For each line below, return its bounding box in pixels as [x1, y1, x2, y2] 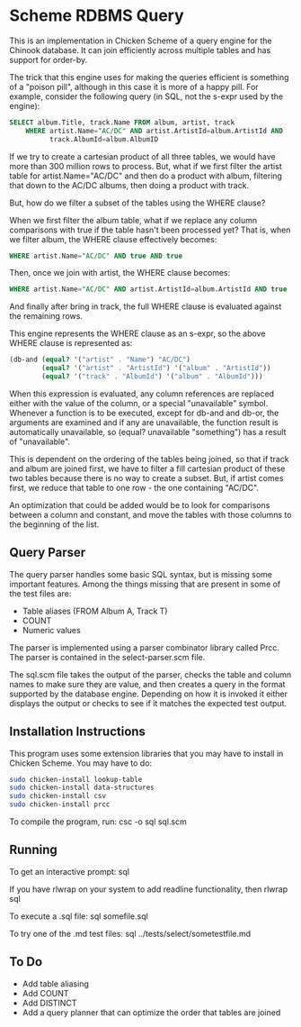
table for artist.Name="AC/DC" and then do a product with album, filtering [9, 170, 283, 181]
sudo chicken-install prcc [9, 800, 111, 809]
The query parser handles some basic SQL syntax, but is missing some [9, 568, 272, 579]
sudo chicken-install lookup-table [9, 775, 143, 784]
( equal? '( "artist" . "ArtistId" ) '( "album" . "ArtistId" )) [41, 364, 271, 373]
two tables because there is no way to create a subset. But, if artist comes [9, 472, 284, 483]
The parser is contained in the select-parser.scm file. [9, 651, 206, 662]
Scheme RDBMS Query [9, 5, 184, 26]
